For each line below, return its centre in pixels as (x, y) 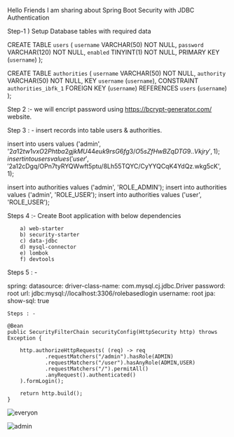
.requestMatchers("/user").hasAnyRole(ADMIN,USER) (120, 363)
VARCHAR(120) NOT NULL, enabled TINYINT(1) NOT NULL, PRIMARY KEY (113, 52)
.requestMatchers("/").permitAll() (97, 369)
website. (20, 116)
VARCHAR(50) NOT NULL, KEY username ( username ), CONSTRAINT (103, 81)
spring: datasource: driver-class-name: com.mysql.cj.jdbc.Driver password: (116, 286)
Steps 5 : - (22, 272)
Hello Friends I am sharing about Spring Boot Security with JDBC (101, 10)
